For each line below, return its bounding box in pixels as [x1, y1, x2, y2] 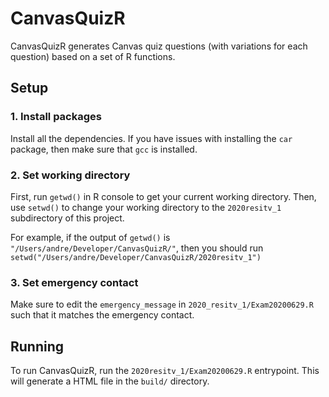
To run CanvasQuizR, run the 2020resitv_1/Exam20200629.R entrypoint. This [10, 365, 320, 377]
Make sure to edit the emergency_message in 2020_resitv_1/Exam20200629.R [10, 298, 314, 311]
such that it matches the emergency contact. [10, 309, 195, 321]
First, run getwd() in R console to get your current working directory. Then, [10, 190, 317, 202]
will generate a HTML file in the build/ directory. [10, 375, 210, 387]
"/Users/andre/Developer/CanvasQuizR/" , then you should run [10, 242, 264, 254]
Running [10, 338, 65, 355]
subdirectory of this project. [10, 212, 125, 224]
